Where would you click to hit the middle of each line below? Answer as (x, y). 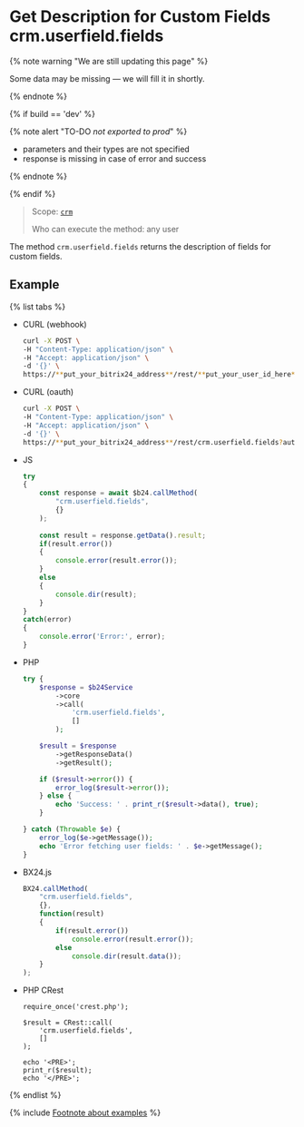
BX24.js (37, 872)
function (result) (72, 914)
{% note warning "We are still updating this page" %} (109, 61)
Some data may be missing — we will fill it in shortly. (108, 78)
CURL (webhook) (55, 324)
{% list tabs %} (38, 307)
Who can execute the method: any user (105, 229)
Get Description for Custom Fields (140, 17)
